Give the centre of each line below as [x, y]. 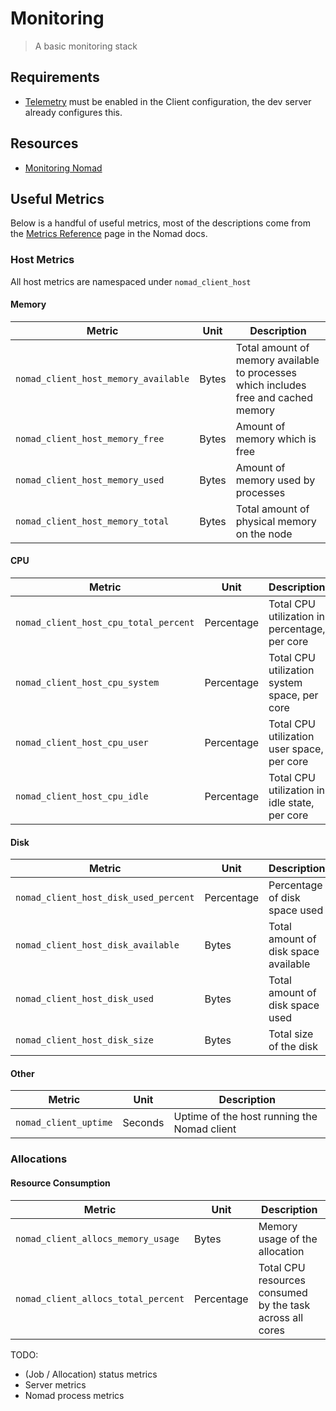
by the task [284, 1305]
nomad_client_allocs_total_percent [100, 1298]
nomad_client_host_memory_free [90, 438]
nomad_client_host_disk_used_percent [105, 898]
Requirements [55, 77]
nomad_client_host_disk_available [97, 945]
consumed [283, 1292]
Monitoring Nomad [63, 168]
